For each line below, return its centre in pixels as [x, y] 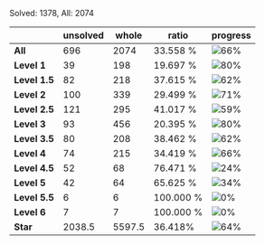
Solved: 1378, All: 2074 [52, 13]
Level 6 [30, 212]
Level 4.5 [34, 168]
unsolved [83, 35]
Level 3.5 [34, 139]
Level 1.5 [34, 80]
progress [231, 35]
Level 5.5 [34, 198]
